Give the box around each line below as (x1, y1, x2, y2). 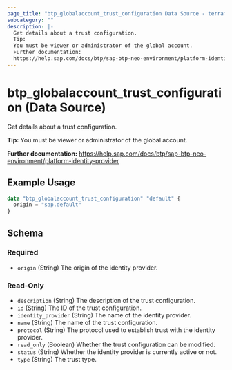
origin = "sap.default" (13, 201, 81, 208)
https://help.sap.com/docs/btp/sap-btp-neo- (79, 149, 207, 158)
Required (7, 248, 39, 257)
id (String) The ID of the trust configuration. (17, 304, 142, 312)
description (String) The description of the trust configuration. (17, 297, 195, 305)
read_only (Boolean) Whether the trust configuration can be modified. (17, 340, 216, 349)
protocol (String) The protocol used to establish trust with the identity (17, 326, 216, 334)
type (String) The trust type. (17, 355, 97, 364)
